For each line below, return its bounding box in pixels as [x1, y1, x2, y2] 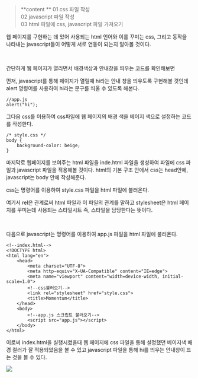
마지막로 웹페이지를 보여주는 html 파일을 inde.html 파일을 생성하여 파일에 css [6, 159, 185, 166]
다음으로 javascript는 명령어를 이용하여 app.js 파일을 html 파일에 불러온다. [6, 231, 178, 237]
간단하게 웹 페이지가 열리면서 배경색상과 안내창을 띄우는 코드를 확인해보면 [6, 65, 176, 72]
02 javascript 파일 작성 [20, 13, 75, 20]
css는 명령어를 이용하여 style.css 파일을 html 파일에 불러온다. [6, 186, 150, 193]
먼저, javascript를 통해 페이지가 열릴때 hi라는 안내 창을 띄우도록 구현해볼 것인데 [6, 77, 189, 84]
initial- [162, 274, 184, 279]
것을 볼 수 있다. [12, 354, 47, 361]
